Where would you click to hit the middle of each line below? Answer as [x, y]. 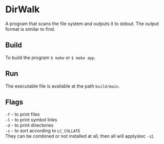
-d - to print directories [29, 125]
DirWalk [23, 9]
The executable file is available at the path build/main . [63, 86]
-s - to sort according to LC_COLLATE [43, 131]
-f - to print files [23, 114]
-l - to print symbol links [31, 120]
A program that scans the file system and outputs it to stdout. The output [82, 24]
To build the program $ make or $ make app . [50, 57]
